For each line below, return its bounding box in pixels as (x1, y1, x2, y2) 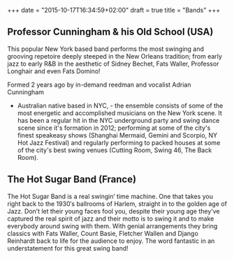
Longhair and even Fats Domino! (7, 66, 101, 75)
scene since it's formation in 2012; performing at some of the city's (17, 124, 211, 132)
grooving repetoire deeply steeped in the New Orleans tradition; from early (7, 52, 222, 60)
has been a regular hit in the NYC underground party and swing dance (17, 116, 220, 124)
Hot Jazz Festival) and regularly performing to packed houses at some (17, 138, 221, 147)
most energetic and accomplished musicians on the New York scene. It (17, 108, 222, 117)
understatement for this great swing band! (7, 244, 129, 252)
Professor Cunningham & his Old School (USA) (7, 26, 214, 38)
